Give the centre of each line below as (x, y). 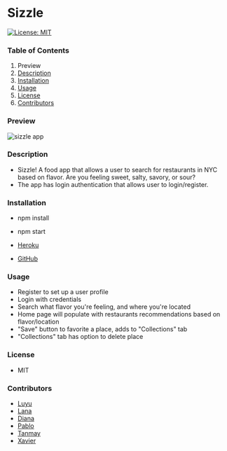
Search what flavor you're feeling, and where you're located (104, 307)
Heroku (28, 245)
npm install (33, 218)
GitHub (28, 259)
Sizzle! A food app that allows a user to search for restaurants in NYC (117, 169)
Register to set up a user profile (63, 292)
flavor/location (38, 322)
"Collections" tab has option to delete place (80, 337)
